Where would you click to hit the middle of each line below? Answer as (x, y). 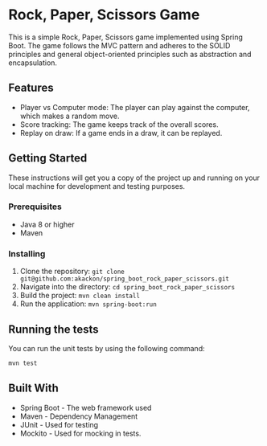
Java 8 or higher (47, 224)
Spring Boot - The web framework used (86, 407)
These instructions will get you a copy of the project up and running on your (134, 178)
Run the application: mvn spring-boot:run (88, 304)
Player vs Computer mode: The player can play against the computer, (135, 107)
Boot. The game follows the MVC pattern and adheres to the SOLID (119, 45)
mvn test (23, 363)
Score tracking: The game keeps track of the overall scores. (119, 124)
